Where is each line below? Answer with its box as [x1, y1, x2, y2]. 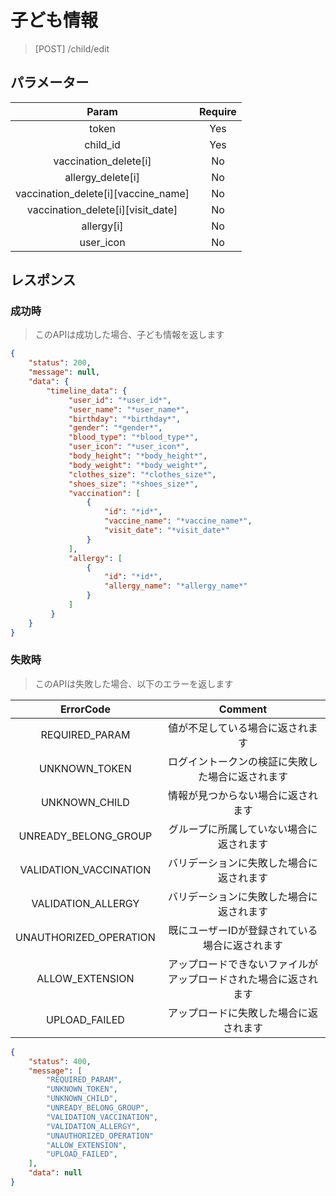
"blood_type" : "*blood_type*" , [68, 432, 199, 443]
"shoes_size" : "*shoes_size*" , [68, 479, 199, 489]
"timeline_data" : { [46, 386, 128, 396]
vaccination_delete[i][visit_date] [26, 202, 178, 216]
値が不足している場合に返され [168, 721, 308, 735]
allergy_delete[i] [64, 170, 140, 184]
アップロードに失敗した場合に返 [167, 1006, 318, 1020]
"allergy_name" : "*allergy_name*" [104, 581, 248, 591]
